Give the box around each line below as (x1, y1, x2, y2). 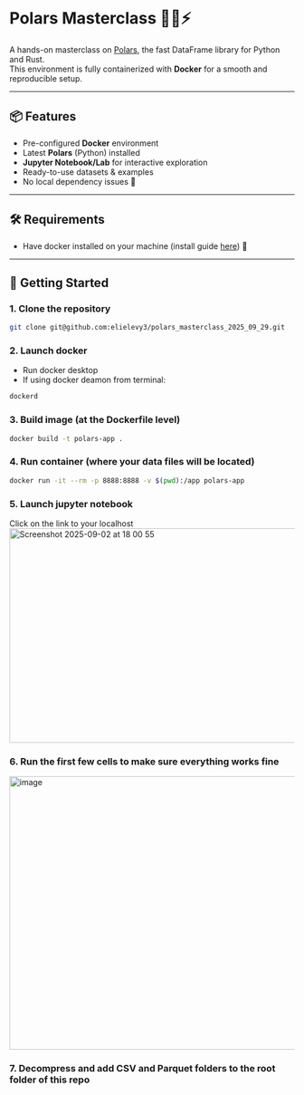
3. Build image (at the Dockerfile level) (9, 414, 181, 427)
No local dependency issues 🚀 (22, 176, 137, 187)
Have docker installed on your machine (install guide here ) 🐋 (22, 240, 248, 251)
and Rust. (9, 53, 45, 64)
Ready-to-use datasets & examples (22, 166, 154, 178)
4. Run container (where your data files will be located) (9, 456, 255, 468)
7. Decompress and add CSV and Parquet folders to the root (9, 1062, 276, 1075)
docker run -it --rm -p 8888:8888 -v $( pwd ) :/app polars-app (9, 475, 245, 485)
